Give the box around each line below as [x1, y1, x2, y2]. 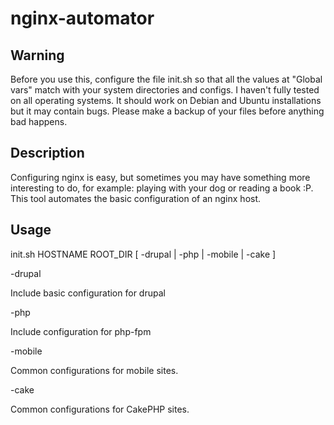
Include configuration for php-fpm [10, 325, 152, 337]
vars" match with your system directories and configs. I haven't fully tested [10, 84, 320, 96]
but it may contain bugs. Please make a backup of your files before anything [10, 105, 325, 117]
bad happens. [10, 116, 68, 127]
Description [10, 145, 85, 162]
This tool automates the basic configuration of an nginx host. [10, 192, 262, 204]
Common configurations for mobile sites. [10, 364, 179, 376]
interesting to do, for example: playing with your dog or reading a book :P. [10, 182, 314, 194]
